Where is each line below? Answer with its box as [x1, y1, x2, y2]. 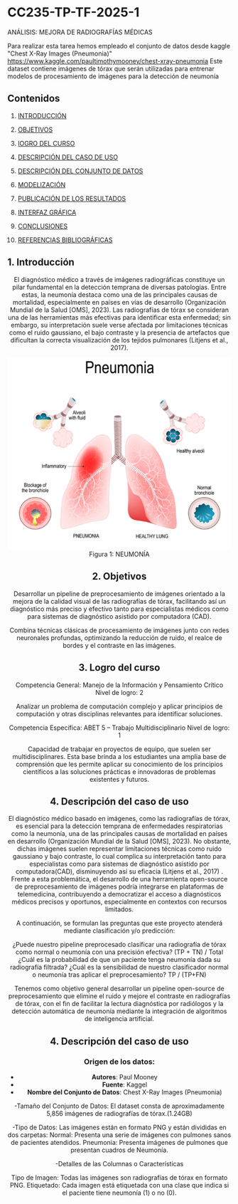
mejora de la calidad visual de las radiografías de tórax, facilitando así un [13, 597, 226, 605]
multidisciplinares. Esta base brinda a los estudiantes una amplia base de [12, 752, 227, 760]
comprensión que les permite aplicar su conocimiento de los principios [15, 760, 224, 768]
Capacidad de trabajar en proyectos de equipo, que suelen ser [28, 745, 211, 753]
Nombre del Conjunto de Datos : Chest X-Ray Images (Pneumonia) [27, 1088, 222, 1096]
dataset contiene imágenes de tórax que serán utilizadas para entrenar [7, 64, 215, 73]
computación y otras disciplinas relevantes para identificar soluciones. [16, 709, 223, 718]
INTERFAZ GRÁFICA [17, 208, 77, 216]
